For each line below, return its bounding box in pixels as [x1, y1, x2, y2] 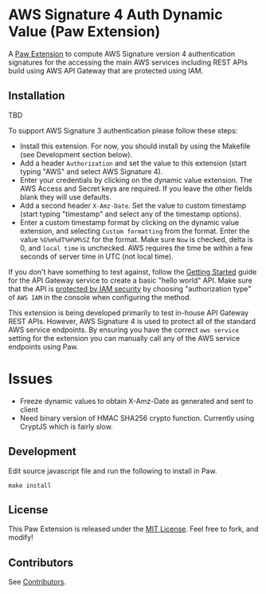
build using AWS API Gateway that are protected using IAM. [8, 65, 204, 75]
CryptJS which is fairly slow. [19, 422, 113, 431]
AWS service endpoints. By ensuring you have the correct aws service [8, 325, 240, 335]
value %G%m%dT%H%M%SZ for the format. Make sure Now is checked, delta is [19, 234, 253, 244]
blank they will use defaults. [19, 192, 111, 201]
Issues [8, 370, 53, 388]
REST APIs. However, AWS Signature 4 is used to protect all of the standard [8, 316, 256, 326]
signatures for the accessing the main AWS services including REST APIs [8, 57, 248, 67]
